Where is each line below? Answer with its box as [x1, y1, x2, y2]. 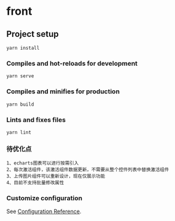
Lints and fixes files [6, 115, 66, 124]
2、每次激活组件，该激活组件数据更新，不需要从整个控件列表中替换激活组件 [6, 167, 169, 173]
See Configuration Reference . [6, 207, 82, 215]
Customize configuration [6, 194, 83, 203]
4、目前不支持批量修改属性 [6, 180, 64, 186]
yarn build [6, 101, 34, 107]
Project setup [6, 29, 60, 39]
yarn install [6, 45, 40, 51]
